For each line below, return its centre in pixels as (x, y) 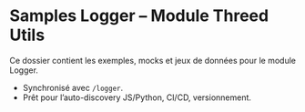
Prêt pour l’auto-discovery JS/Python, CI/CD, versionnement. (137, 97)
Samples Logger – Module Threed (139, 16)
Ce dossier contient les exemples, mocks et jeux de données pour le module (152, 60)
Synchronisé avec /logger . (73, 87)
